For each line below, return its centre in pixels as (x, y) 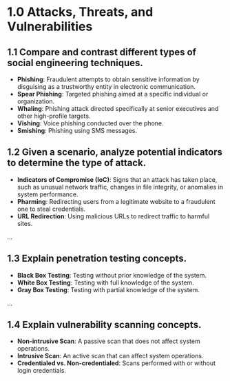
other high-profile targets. (54, 116)
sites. (25, 223)
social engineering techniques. (75, 63)
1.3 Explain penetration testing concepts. (97, 259)
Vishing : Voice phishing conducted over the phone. (90, 123)
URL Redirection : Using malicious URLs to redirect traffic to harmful (113, 216)
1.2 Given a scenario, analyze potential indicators (115, 152)
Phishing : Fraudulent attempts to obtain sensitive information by (108, 79)
